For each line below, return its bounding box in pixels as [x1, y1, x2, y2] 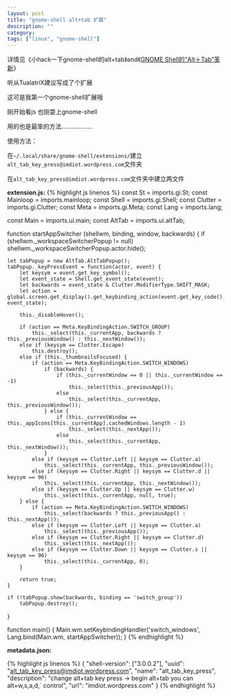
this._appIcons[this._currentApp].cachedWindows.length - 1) [7, 420, 186, 427]
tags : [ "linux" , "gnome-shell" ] [7, 36, 100, 43]
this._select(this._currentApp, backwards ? [32, 330, 162, 337]
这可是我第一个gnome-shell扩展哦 [7, 93, 103, 102]
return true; [19, 576, 57, 583]
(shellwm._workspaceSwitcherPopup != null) [7, 237, 134, 245]
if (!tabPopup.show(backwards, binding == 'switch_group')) [7, 594, 184, 601]
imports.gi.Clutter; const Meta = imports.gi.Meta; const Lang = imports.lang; [7, 203, 223, 212]
